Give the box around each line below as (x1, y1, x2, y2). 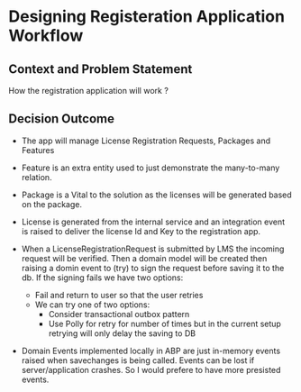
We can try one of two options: (34, 299, 150, 310)
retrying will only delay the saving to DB (48, 327, 196, 339)
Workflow (8, 25, 84, 46)
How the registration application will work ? (8, 86, 169, 96)
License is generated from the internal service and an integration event (21, 216, 286, 227)
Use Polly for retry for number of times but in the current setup (48, 318, 281, 329)
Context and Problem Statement (8, 61, 193, 77)
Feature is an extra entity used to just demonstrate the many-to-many (21, 162, 280, 173)
